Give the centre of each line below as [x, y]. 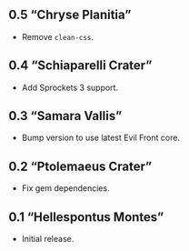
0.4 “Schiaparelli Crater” [80, 66]
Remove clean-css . [58, 36]
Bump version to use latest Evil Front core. [101, 138]
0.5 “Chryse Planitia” [70, 15]
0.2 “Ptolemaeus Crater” [80, 166]
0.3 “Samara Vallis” [65, 116]
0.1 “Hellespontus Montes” [86, 217]
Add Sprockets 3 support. [70, 87]
